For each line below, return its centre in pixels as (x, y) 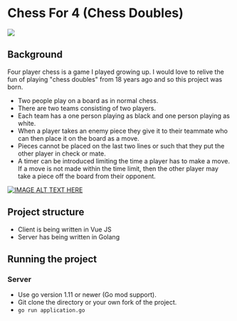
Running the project (52, 259)
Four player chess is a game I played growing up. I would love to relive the (116, 72)
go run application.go (51, 310)
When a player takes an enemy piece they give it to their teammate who (122, 131)
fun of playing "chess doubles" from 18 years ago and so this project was (115, 79)
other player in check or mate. (62, 153)
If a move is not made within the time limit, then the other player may (118, 168)
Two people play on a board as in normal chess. (88, 100)
